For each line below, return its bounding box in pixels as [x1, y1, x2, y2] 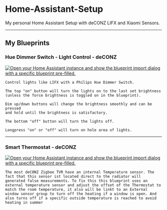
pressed [5, 105, 21, 111]
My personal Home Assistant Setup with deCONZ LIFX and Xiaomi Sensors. [5, 20, 160, 26]
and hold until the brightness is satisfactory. [5, 110, 108, 115]
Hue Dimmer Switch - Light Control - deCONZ [5, 53, 117, 60]
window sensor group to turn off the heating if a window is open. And [5, 191, 157, 196]
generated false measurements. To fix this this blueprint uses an [5, 178, 148, 183]
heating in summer [5, 200, 43, 205]
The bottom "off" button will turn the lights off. [5, 119, 114, 124]
